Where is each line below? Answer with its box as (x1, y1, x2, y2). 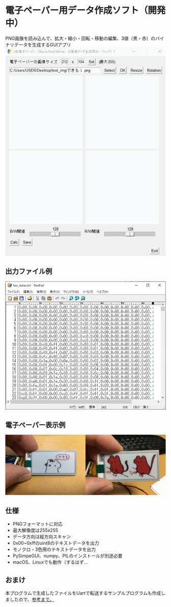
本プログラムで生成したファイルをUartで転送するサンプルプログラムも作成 (5, 590, 161, 596)
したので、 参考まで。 (9, 596, 54, 602)
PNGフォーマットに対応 (12, 521, 63, 527)
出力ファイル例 (5, 267, 52, 276)
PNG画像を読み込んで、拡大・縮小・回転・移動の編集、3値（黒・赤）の (5, 35, 156, 41)
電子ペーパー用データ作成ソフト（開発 (5, 5, 166, 16)
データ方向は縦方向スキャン (12, 534, 71, 540)
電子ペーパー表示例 (5, 420, 66, 429)
